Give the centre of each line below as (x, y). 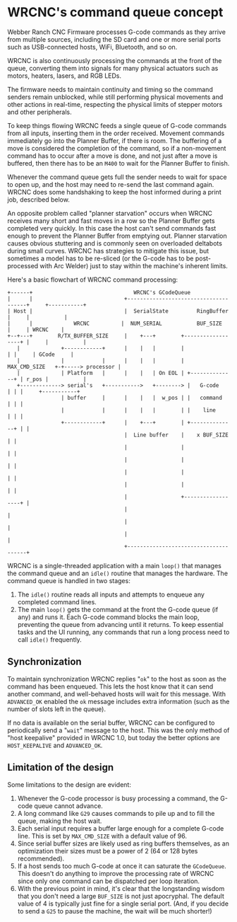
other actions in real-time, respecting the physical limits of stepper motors (115, 104)
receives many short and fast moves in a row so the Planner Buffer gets (111, 221)
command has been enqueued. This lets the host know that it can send (110, 686)
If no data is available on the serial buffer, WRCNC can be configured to (111, 722)
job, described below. (39, 200)
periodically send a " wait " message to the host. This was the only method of (119, 730)
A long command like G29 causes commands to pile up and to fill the (116, 813)
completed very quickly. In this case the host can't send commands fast (112, 228)
